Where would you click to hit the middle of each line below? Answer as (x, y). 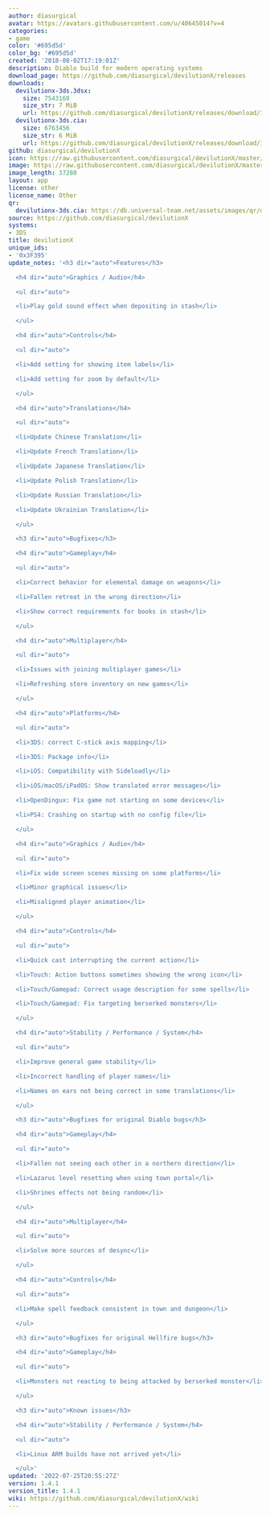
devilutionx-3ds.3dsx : (53, 91)
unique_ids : (28, 248)
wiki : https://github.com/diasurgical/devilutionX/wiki (104, 1498)
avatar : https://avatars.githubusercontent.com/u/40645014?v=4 (117, 23)
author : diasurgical (43, 16)
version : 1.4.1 (34, 1484)
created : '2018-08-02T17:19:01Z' (64, 61)
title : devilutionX (41, 241)
